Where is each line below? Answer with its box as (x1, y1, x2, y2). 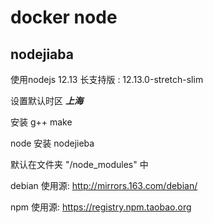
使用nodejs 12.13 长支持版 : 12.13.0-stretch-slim (10, 74, 204, 85)
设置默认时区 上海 (10, 95, 83, 106)
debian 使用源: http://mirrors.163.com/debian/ (10, 180, 198, 191)
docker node (10, 6, 118, 29)
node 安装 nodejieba (10, 137, 95, 149)
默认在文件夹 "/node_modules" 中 (10, 159, 149, 170)
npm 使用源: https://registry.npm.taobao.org (10, 201, 192, 213)
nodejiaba (10, 46, 74, 63)
